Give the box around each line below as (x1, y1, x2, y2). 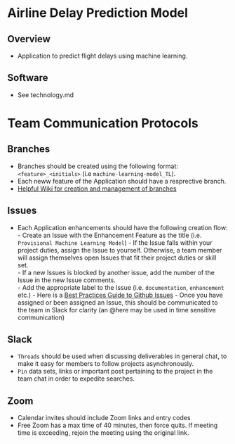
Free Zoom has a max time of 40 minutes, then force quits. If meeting (17, 421, 218, 430)
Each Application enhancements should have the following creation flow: (17, 223, 228, 231)
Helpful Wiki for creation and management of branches (17, 184, 177, 193)
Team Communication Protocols (7, 115, 199, 131)
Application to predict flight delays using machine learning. (17, 51, 188, 60)
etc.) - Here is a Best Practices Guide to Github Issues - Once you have (17, 291, 223, 299)
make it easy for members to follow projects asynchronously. (17, 360, 194, 368)
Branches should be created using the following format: (17, 162, 179, 170)
